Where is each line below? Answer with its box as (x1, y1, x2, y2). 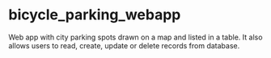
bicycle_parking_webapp (8, 6, 181, 24)
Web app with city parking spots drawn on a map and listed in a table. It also (8, 32, 263, 42)
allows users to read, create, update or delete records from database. (8, 40, 240, 50)
